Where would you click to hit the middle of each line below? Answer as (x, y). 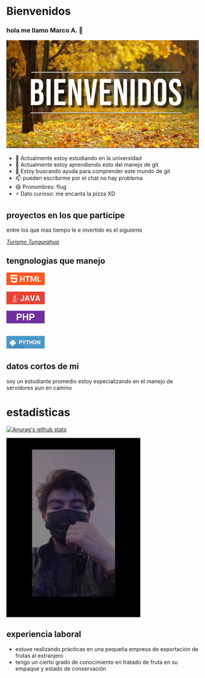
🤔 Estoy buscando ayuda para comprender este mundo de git (93, 171)
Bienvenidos (39, 11)
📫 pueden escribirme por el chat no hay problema (79, 178)
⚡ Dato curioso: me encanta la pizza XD (65, 194)
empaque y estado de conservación (61, 668)
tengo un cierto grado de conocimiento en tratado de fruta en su (96, 662)
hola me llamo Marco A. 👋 (45, 31)
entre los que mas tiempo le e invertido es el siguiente (74, 230)
